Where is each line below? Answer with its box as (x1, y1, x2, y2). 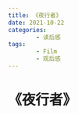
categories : (8, 26, 47, 34)
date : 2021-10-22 (8, 19, 65, 27)
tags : (8, 41, 26, 48)
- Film (36, 48, 58, 55)
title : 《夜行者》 (8, 11, 62, 20)
